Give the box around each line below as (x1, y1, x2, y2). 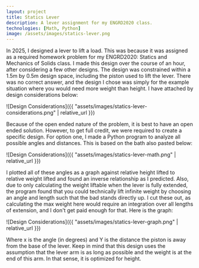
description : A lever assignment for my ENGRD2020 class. (6, 20, 153, 26)
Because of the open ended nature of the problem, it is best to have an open (6, 121, 193, 128)
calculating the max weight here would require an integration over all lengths (6, 200, 194, 208)
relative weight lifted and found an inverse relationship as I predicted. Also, (6, 175, 189, 182)
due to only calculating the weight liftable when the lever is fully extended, (6, 182, 188, 189)
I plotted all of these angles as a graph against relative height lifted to (6, 169, 175, 176)
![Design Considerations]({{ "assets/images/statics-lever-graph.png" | (6, 218, 178, 226)
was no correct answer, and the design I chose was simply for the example (6, 78, 189, 86)
